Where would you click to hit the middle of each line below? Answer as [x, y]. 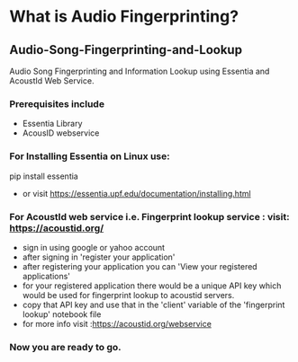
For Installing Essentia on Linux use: [90, 156]
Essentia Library [52, 124]
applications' [46, 276]
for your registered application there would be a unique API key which [152, 286]
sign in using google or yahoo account [93, 247]
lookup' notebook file [62, 314]
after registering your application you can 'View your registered [140, 266]
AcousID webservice [61, 133]
